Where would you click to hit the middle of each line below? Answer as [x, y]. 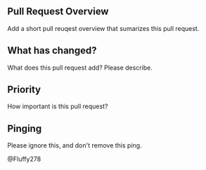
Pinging [25, 128]
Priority [24, 90]
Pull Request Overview [58, 12]
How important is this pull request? [58, 106]
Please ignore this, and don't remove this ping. [75, 145]
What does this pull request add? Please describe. [80, 67]
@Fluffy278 [24, 159]
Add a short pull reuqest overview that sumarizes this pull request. [103, 28]
